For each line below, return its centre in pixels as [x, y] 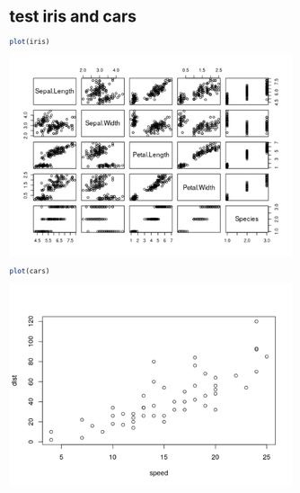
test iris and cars [73, 17]
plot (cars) [30, 271]
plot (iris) [30, 41]
